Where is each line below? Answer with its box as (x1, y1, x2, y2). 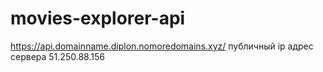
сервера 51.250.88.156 (10, 50, 105, 62)
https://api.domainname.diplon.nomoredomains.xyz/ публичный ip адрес (10, 40, 314, 52)
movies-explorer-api (10, 7, 186, 30)
